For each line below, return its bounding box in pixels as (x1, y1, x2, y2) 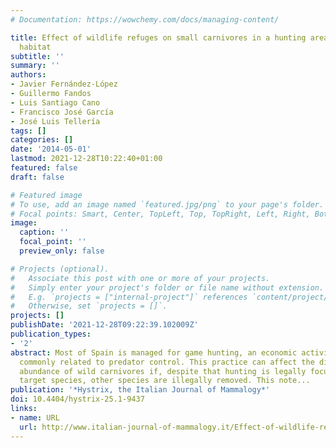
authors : (10, 70, 47, 80)
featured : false (10, 163, 78, 173)
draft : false (10, 172, 65, 182)
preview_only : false (19, 246, 105, 256)
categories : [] (10, 135, 74, 145)
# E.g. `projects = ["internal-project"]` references (10, 292, 248, 302)
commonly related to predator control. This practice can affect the (19, 357, 315, 367)
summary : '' (10, 61, 60, 71)
